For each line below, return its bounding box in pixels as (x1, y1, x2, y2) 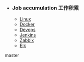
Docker (19, 21, 35, 27)
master (5, 52, 20, 58)
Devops (19, 26, 36, 33)
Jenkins (19, 32, 36, 38)
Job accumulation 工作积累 (12, 4, 79, 11)
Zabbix (19, 37, 34, 43)
